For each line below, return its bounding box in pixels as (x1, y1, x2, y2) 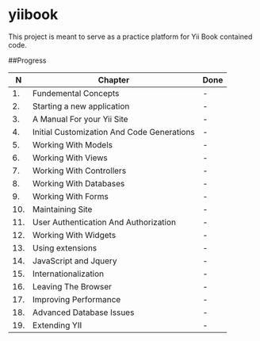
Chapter (97, 74, 130, 85)
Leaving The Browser (32, 281, 113, 292)
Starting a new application (32, 101, 130, 112)
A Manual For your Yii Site (32, 113, 128, 125)
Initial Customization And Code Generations (32, 126, 196, 137)
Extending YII (32, 320, 82, 331)
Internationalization (32, 268, 105, 279)
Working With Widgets (32, 229, 117, 240)
